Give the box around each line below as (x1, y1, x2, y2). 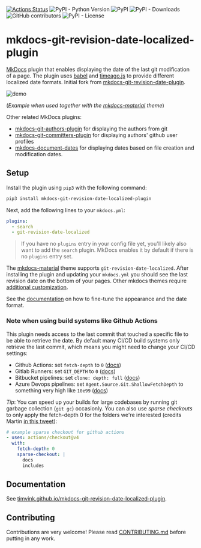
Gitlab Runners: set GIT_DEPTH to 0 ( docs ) (14, 367, 116, 375)
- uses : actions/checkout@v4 (6, 434, 79, 441)
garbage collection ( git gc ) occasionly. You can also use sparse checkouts (6, 404, 193, 412)
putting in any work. (6, 535, 56, 542)
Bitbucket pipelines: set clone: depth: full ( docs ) (14, 374, 140, 381)
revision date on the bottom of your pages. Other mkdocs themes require (6, 277, 187, 285)
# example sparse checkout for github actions (6, 429, 125, 435)
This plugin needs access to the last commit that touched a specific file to (6, 330, 189, 338)
